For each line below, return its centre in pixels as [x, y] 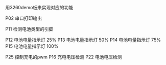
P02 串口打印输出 [24, 18]
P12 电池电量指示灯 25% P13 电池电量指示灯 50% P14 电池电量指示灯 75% [83, 40]
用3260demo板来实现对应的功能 [39, 7]
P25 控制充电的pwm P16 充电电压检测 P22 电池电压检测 [64, 57]
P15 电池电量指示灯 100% [32, 46]
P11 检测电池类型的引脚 [29, 29]
